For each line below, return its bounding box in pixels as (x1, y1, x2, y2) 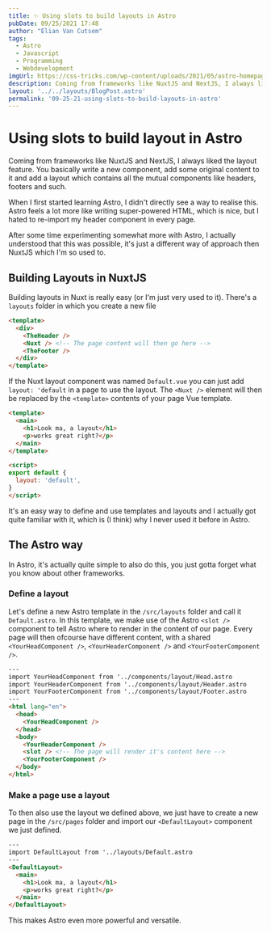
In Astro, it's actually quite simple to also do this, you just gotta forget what (8, 559, 256, 569)
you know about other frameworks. (8, 568, 125, 578)
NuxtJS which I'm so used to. (8, 247, 106, 257)
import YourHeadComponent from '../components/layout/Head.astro (8, 673, 232, 681)
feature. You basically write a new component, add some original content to (8, 165, 260, 175)
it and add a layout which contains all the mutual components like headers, (8, 173, 256, 183)
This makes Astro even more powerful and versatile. (8, 915, 181, 926)
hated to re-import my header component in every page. (8, 215, 196, 225)
